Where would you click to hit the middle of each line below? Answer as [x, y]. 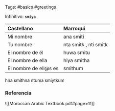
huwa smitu [77, 52]
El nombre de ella [27, 60]
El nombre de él [25, 52]
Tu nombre [20, 45]
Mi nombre [20, 37]
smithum [73, 68]
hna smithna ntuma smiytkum [35, 80]
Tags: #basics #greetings [31, 7]
